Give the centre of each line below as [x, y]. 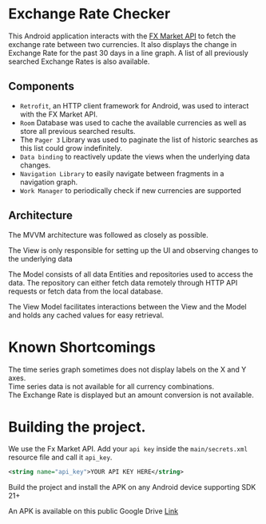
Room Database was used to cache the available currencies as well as [133, 122]
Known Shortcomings [82, 347]
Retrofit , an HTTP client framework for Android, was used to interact [134, 105]
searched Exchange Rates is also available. [79, 61]
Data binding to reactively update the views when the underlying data [135, 156]
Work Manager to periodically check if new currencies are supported [131, 190]
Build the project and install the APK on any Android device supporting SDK [132, 487]
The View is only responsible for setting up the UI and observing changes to [133, 250]
